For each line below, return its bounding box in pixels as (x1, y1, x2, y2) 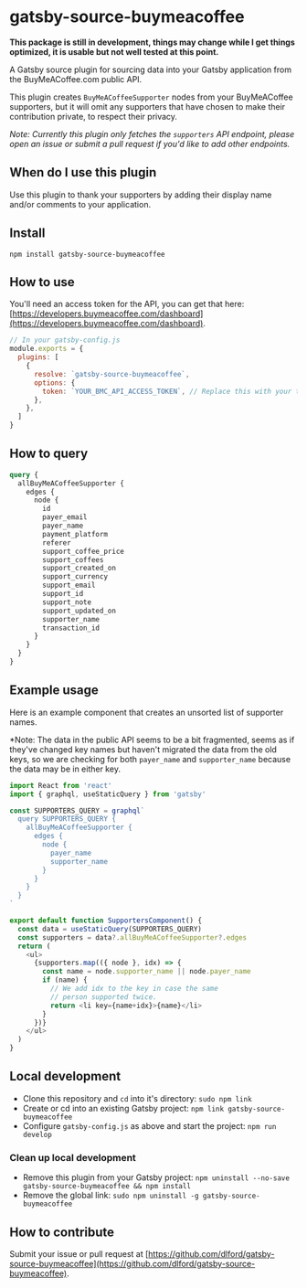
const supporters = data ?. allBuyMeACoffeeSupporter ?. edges (17, 932, 248, 942)
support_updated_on (42, 606, 117, 615)
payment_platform (42, 529, 108, 538)
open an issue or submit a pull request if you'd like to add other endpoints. (9, 138, 291, 149)
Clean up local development (9, 1151, 137, 1164)
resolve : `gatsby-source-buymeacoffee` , (33, 369, 190, 378)
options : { (33, 378, 76, 388)
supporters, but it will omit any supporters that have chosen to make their (9, 101, 286, 112)
